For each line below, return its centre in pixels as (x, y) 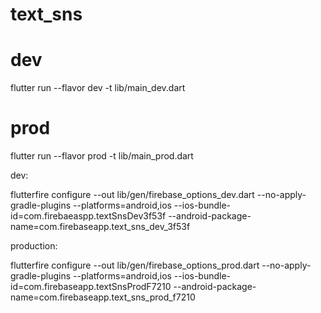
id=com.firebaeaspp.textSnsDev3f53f (88, 216)
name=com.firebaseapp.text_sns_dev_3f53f (100, 227)
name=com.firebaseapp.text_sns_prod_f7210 (103, 297)
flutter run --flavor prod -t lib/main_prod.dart (102, 156)
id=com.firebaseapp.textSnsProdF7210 (91, 287)
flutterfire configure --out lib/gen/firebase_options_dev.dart (132, 195)
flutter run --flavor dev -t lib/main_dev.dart (98, 88)
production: (34, 246)
